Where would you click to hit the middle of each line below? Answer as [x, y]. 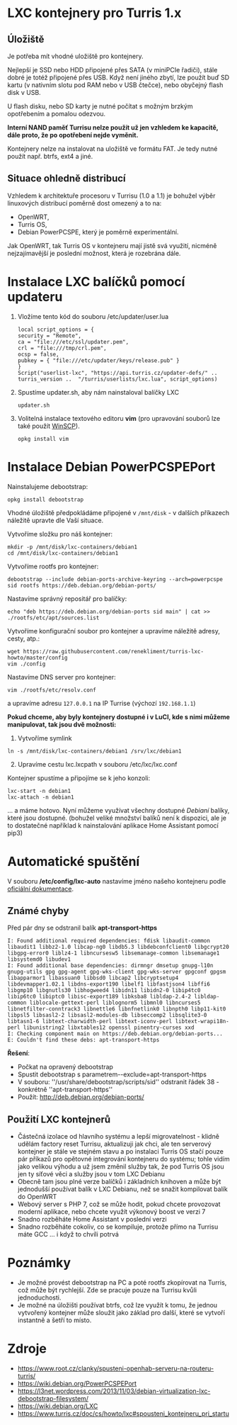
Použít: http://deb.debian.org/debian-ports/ [81, 1097]
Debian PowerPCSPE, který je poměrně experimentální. [98, 232]
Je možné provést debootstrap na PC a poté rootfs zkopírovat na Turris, [122, 1283]
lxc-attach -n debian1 [41, 797]
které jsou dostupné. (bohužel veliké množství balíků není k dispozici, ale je [117, 818]
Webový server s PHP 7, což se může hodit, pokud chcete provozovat [119, 1204]
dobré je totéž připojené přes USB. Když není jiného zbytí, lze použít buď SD [118, 77]
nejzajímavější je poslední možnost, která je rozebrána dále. [94, 253]
